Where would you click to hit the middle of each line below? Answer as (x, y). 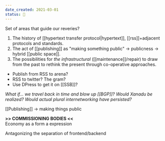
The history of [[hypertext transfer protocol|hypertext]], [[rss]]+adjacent (86, 38)
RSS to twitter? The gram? (39, 79)
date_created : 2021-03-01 (32, 10)
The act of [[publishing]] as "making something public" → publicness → (85, 48)
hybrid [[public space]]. (36, 54)
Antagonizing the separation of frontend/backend (56, 133)
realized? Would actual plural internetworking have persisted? (69, 99)
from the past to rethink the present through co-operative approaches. (84, 64)
